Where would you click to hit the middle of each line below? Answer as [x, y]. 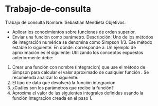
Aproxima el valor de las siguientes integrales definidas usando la [78, 93]
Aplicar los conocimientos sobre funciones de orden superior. [74, 32]
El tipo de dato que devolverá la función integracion [64, 82]
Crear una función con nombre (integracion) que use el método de [79, 67]
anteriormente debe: [33, 57]
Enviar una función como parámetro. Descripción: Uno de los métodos [83, 37]
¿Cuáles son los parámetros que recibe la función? [63, 88]
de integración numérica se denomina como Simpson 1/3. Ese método [82, 42]
